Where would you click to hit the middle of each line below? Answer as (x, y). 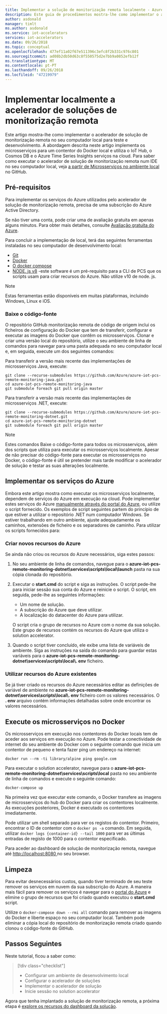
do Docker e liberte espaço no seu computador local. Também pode (75, 918)
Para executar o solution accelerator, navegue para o (59, 768)
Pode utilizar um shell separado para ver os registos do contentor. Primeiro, (83, 823)
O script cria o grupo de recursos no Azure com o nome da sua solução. (86, 625)
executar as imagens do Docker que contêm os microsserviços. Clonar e (80, 335)
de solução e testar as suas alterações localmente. (57, 466)
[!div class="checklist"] (41, 966)
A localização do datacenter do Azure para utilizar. (72, 615)
